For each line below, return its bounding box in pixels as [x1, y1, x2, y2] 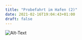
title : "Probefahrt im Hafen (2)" [5, 7, 78, 12]
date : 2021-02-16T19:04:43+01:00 [5, 12, 75, 17]
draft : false [5, 16, 33, 21]
